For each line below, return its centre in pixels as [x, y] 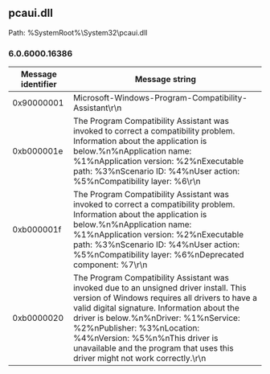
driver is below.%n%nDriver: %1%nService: [157, 319]
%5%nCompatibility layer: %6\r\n [137, 182]
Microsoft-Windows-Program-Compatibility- [160, 98]
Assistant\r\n [98, 108]
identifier [39, 84]
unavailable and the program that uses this [154, 348]
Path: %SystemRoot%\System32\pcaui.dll [78, 32]
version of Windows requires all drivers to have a [165, 298]
